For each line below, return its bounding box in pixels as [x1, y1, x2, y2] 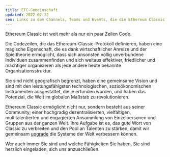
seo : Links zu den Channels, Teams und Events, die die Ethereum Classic [5, 17, 165, 22]
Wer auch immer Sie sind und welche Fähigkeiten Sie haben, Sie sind [5, 141, 150, 147]
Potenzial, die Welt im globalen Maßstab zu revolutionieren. [5, 94, 130, 100]
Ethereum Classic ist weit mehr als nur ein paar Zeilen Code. [5, 31, 132, 37]
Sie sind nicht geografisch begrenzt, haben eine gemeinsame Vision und [5, 77, 158, 84]
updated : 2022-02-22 [5, 12, 49, 17]
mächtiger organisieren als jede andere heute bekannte [5, 62, 121, 69]
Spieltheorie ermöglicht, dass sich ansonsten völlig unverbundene [5, 51, 144, 58]
